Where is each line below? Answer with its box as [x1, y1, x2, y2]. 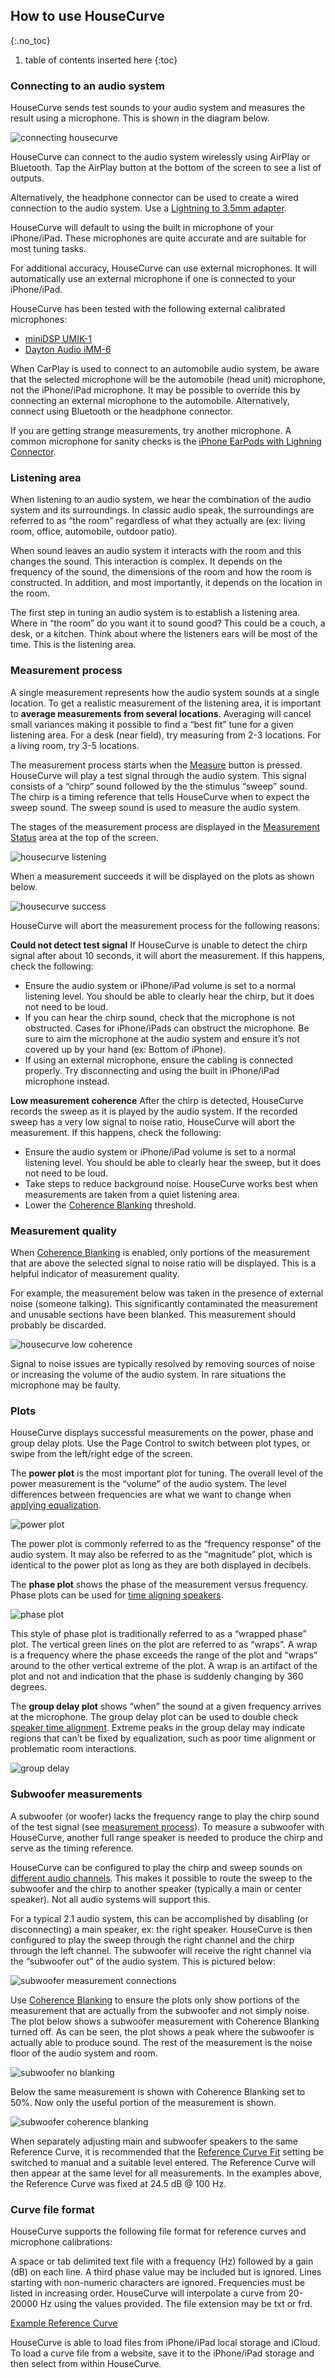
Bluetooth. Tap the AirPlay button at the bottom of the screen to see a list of [10, 162, 322, 174]
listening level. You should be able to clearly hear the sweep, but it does [24, 1156, 322, 1168]
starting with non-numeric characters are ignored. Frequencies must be [10, 2276, 306, 2288]
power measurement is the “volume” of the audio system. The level [10, 1478, 287, 1490]
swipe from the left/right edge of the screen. [10, 1448, 193, 1460]
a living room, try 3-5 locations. [10, 739, 140, 751]
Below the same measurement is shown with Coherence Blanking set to [10, 2085, 306, 2098]
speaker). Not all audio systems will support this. [10, 1893, 211, 1905]
